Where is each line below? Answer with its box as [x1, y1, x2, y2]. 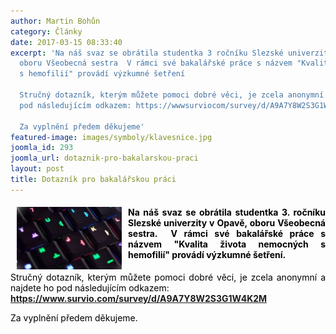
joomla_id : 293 [10, 143, 74, 153]
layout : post [10, 164, 65, 174]
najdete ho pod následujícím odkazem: [10, 281, 170, 294]
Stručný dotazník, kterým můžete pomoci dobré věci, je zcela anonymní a [10, 271, 326, 283]
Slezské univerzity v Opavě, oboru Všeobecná [128, 217, 326, 229]
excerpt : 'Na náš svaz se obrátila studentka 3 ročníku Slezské [10, 48, 284, 58]
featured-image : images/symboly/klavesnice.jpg [10, 132, 213, 142]
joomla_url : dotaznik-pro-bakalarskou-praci [10, 153, 199, 164]
